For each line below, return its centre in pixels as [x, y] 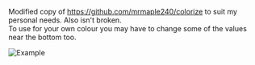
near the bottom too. [42, 37]
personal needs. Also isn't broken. [65, 20]
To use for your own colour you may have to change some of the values [128, 28]
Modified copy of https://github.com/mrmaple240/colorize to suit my [123, 12]
